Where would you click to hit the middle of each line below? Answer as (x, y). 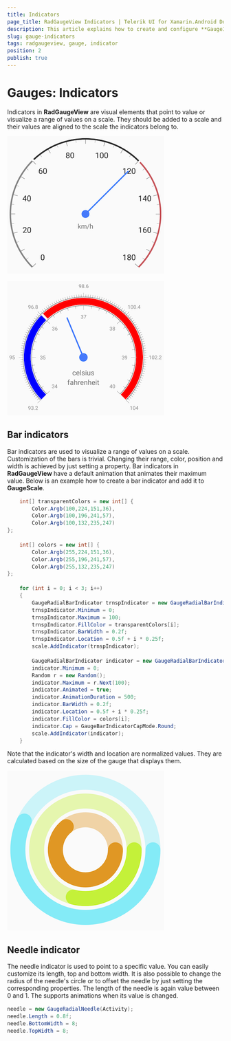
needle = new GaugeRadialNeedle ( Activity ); (70, 1009)
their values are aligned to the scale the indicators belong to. (93, 127)
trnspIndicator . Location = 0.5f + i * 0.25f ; (98, 639)
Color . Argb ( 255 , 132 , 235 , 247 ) (74, 567)
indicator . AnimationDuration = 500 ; (84, 697)
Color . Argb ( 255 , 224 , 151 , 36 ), (74, 552)
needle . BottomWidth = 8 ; (43, 1023)
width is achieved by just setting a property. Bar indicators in (93, 466)
